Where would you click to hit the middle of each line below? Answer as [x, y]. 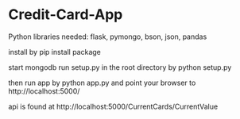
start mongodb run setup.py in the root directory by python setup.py [120, 67]
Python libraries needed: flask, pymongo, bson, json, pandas [108, 36]
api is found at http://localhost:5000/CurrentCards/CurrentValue [113, 106]
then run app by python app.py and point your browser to [102, 83]
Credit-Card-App [66, 15]
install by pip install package [54, 52]
